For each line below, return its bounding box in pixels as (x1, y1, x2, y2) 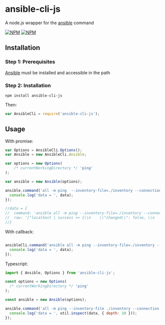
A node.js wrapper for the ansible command (5, 20, 94, 26)
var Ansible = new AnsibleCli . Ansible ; (5, 152, 87, 157)
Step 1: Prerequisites (5, 58, 55, 65)
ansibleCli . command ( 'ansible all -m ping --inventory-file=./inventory (5, 243, 155, 248)
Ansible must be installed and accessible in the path (5, 70, 110, 75)
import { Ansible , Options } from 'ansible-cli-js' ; (5, 270, 115, 275)
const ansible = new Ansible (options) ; (5, 297, 87, 302)
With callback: (5, 228, 34, 235)
